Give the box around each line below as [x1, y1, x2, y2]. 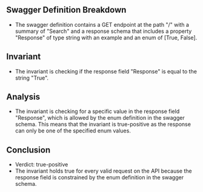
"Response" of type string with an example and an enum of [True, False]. [15, 33, 198, 41]
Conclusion [6, 145, 51, 155]
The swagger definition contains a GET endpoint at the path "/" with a [15, 21, 190, 28]
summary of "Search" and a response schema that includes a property [15, 27, 192, 35]
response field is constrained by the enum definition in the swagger [15, 174, 184, 181]
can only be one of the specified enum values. [15, 127, 131, 134]
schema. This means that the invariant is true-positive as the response [15, 121, 191, 128]
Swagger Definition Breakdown [6, 5, 127, 15]
